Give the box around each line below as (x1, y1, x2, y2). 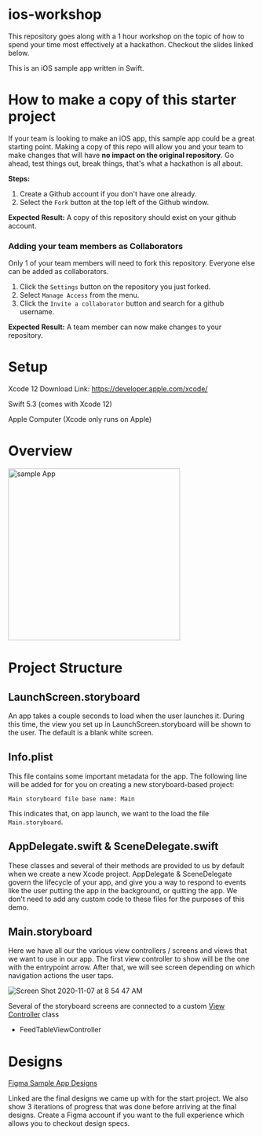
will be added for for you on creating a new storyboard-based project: (8, 779, 235, 789)
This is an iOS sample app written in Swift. (8, 63, 144, 72)
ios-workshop (8, 5, 102, 24)
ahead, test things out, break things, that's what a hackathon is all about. (8, 159, 243, 168)
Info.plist (8, 750, 53, 764)
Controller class (8, 1010, 60, 1019)
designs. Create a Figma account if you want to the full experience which (8, 1110, 245, 1120)
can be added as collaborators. (8, 267, 109, 277)
